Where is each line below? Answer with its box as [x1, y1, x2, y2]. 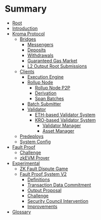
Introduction [12, 25, 38, 31]
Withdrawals [27, 52, 54, 58]
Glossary [12, 209, 31, 215]
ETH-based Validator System [35, 111, 96, 117]
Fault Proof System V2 [19, 171, 67, 177]
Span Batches [35, 95, 64, 102]
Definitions [27, 176, 50, 182]
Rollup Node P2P [35, 84, 71, 90]
